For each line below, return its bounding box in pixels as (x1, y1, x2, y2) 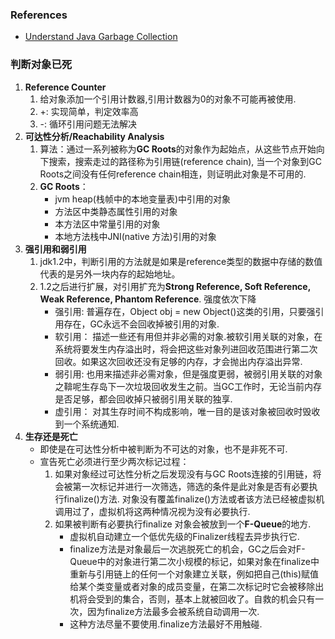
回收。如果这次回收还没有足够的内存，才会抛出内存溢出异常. (54, 355, 303, 367)
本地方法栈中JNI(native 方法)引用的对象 (54, 230, 217, 242)
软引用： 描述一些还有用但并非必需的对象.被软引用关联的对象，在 (54, 330, 323, 342)
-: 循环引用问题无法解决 (39, 118, 138, 130)
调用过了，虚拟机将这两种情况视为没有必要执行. (54, 505, 251, 517)
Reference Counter (24, 81, 107, 93)
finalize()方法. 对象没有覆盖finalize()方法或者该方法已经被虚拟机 (63, 493, 325, 505)
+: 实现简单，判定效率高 (39, 105, 139, 117)
